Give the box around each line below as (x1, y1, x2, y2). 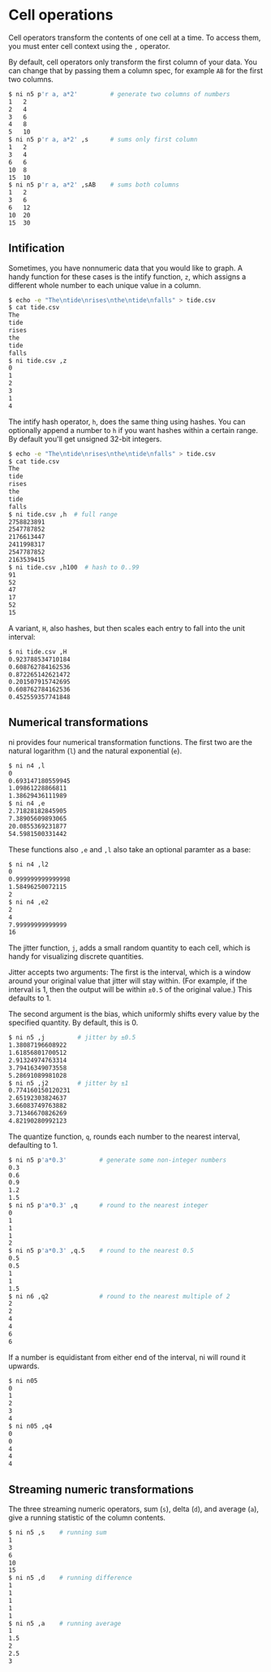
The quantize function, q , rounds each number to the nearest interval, (8, 1131, 241, 1141)
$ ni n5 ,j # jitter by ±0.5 (8, 1034, 136, 1042)
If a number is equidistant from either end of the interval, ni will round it (8, 1352, 246, 1362)
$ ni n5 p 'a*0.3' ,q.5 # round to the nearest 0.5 (8, 1247, 195, 1255)
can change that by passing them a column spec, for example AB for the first (8, 65, 264, 75)
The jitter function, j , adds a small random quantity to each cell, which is (8, 943, 251, 953)
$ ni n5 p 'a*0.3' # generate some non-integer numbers (8, 1156, 227, 1164)
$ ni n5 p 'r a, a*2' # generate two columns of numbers (8, 90, 230, 98)
